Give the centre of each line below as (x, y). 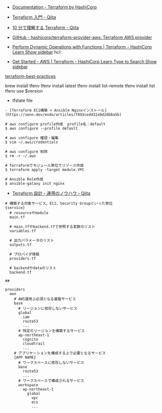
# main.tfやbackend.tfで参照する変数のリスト (53, 227)
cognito (30, 340)
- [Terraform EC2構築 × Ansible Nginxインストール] (56, 110)
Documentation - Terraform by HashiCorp (54, 7)
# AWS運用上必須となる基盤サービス (45, 299)
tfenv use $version (24, 91)
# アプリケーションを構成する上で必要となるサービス (60, 353)
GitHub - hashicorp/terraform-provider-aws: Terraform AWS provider (82, 37)
